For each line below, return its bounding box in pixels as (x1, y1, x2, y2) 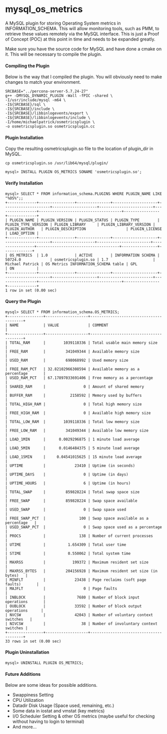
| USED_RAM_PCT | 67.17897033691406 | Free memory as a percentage (5, 375, 153, 380)
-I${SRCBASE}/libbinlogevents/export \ (5, 111, 88, 116)
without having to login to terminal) (12, 718, 84, 724)
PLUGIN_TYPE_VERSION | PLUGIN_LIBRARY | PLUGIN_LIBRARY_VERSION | (5, 222, 155, 227)
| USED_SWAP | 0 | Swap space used (5, 507, 126, 512)
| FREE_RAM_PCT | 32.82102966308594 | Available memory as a (5, 366, 140, 372)
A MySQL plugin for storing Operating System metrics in (5, 20, 121, 26)
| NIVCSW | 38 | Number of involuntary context (5, 621, 157, 626)
